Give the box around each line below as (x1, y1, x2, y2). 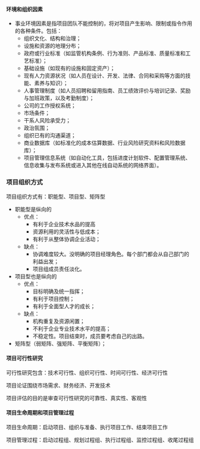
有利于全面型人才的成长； (32, 302, 96, 310)
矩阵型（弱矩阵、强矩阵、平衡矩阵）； (14, 340, 107, 347)
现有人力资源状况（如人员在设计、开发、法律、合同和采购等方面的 (23, 72, 186, 79)
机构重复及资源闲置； (32, 317, 85, 325)
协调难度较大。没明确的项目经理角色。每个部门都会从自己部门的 (32, 250, 189, 257)
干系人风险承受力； (23, 117, 71, 124)
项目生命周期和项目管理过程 (6, 409, 74, 416)
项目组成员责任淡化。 (32, 265, 85, 272)
